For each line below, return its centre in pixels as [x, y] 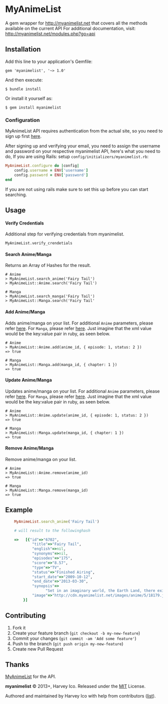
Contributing [25, 616]
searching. [16, 194]
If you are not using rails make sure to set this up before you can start [77, 189]
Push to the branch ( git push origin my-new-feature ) [68, 643]
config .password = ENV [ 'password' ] [51, 175]
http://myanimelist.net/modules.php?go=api [50, 33]
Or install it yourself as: [29, 98]
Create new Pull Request [38, 649]
